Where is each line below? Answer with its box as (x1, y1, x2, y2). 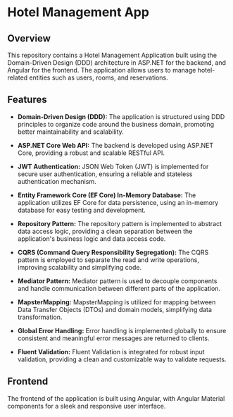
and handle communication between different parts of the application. (17, 284, 220, 292)
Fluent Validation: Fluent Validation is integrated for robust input (17, 347, 206, 356)
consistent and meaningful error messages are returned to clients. (17, 334, 210, 342)
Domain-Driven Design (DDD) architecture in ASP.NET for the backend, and (7, 58, 227, 67)
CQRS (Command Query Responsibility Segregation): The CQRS (17, 248, 209, 256)
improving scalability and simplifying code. (17, 263, 142, 271)
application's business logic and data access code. (17, 234, 166, 243)
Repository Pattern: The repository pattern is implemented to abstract (17, 219, 222, 228)
